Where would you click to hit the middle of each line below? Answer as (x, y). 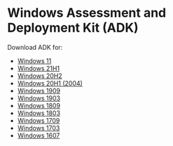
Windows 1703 (39, 128)
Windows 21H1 (39, 68)
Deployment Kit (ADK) (73, 28)
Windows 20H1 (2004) (50, 83)
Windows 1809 (39, 105)
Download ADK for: (35, 47)
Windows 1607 (39, 135)
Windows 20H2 (40, 76)
